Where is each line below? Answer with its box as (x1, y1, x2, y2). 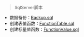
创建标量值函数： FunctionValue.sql (9, 27, 79, 32)
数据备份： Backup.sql (9, 15, 53, 20)
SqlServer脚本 (14, 5, 43, 10)
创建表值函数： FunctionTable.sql (9, 21, 75, 26)
